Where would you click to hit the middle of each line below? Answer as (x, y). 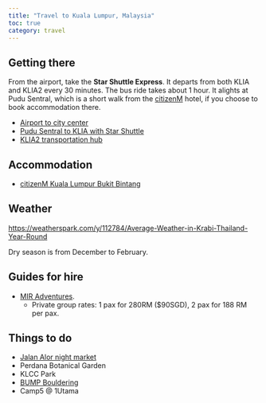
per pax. (45, 313)
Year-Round (28, 237)
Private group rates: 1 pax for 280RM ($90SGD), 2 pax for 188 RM (139, 304)
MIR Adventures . (47, 296)
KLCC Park (38, 374)
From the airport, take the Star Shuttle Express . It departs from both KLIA (129, 82)
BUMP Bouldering (49, 382)
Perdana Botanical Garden (63, 366)
